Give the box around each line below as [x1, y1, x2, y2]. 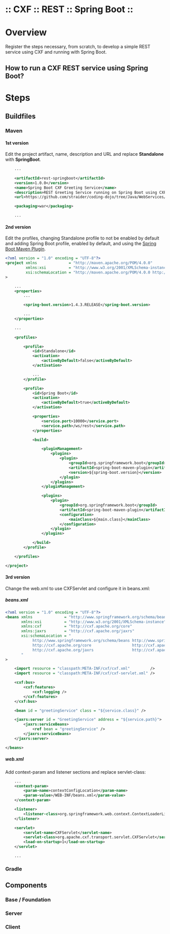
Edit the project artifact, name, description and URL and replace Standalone [5, 151, 164, 157]
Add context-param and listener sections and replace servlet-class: [5, 769, 146, 775]
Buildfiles [5, 112, 36, 121]
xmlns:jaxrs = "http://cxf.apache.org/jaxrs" [21, 629, 135, 634]
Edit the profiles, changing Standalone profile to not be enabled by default [5, 235, 159, 241]
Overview [5, 27, 47, 39]
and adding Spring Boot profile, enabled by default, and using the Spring [5, 240, 157, 247]
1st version [5, 140, 29, 146]
